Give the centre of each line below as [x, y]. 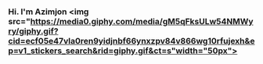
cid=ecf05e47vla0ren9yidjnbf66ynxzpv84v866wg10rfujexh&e [131, 41]
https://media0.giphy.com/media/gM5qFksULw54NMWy [142, 21]
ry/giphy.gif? [33, 31]
